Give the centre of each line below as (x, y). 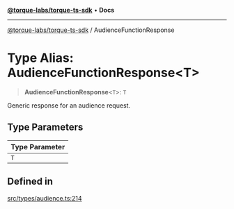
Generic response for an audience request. (69, 105)
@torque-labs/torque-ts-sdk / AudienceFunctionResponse (91, 30)
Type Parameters (45, 127)
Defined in (30, 182)
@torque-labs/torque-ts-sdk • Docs (61, 10)
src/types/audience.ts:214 (45, 198)
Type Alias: (41, 58)
